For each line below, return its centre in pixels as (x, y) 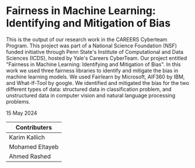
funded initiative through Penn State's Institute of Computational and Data (95, 52)
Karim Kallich (27, 137)
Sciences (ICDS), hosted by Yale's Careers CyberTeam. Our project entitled (97, 58)
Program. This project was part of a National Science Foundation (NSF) (91, 46)
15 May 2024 (22, 113)
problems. (18, 101)
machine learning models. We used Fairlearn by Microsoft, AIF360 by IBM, (95, 77)
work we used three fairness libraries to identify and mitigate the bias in (92, 70)
